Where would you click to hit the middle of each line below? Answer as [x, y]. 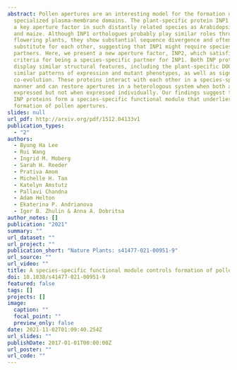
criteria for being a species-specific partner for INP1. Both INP [115, 60]
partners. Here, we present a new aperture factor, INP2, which [110, 54]
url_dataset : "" [31, 238]
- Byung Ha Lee [36, 146]
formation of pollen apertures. [61, 106]
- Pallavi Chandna [41, 192]
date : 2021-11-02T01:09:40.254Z [55, 330]
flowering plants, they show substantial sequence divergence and [113, 40]
